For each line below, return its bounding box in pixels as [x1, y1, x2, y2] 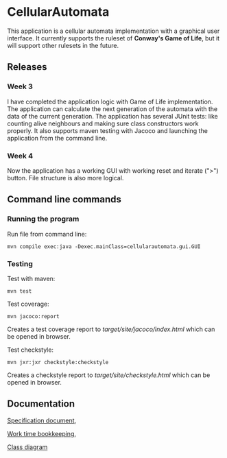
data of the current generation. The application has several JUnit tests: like [7, 112, 218, 120]
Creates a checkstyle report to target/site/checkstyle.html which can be [7, 371, 211, 379]
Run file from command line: [7, 230, 87, 238]
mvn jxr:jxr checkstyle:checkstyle [7, 359, 109, 365]
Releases [7, 61, 47, 73]
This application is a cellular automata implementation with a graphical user [7, 27, 220, 35]
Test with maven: [7, 274, 56, 282]
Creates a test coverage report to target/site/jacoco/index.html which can [7, 325, 215, 333]
